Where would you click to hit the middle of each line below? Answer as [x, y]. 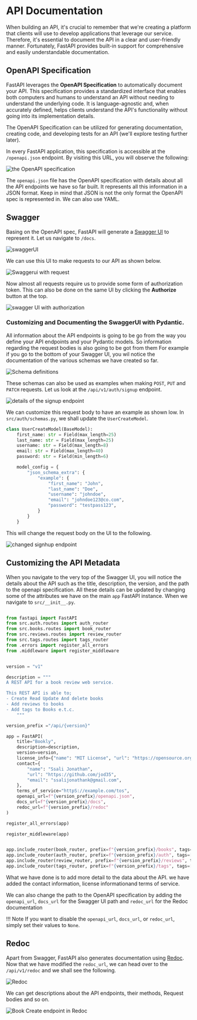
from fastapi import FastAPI [42, 618]
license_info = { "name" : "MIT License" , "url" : [73, 758]
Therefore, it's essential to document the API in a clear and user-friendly [93, 39]
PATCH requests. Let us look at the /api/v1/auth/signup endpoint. [84, 389]
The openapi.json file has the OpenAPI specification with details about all [94, 180]
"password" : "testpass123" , [82, 506]
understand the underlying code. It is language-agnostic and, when [87, 103]
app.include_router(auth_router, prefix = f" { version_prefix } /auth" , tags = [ [99, 855]
